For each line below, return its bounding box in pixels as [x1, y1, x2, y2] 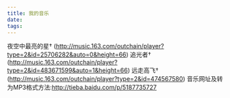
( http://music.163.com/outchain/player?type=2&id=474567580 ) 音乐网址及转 [7, 75, 223, 83]
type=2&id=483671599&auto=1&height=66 [7, 66, 128, 75]
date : [7, 16, 23, 23]
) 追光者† [126, 50, 152, 59]
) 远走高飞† [127, 66, 159, 75]
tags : [7, 22, 23, 29]
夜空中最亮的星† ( [7, 42, 56, 50]
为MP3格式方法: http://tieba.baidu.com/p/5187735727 [7, 83, 157, 92]
